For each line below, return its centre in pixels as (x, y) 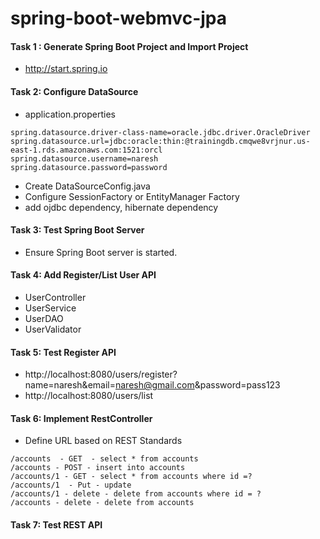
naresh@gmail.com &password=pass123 (197, 385)
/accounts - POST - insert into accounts (98, 468)
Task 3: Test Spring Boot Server (77, 230)
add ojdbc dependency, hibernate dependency (121, 207)
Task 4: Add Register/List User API (83, 275)
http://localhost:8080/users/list (89, 396)
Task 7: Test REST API (56, 525)
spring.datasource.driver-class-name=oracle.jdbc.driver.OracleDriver (160, 132)
